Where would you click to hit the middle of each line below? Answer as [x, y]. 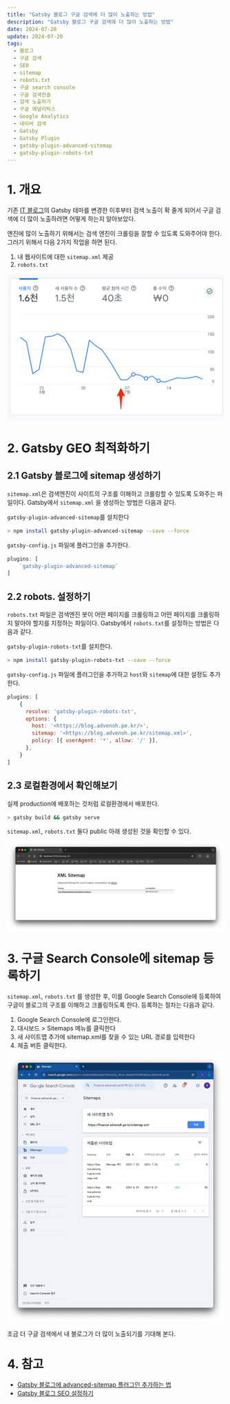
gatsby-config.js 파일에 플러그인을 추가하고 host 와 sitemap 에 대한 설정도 [107, 674]
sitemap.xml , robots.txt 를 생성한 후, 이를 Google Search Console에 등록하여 [114, 996]
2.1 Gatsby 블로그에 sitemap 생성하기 [84, 476]
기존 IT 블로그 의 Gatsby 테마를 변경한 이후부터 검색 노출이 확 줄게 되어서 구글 [111, 210]
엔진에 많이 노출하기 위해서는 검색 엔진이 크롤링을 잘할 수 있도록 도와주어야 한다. [115, 234]
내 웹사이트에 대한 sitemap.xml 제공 [65, 257]
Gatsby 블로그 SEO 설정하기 [55, 1393]
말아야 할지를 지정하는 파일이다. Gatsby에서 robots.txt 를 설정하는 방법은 [113, 623]
